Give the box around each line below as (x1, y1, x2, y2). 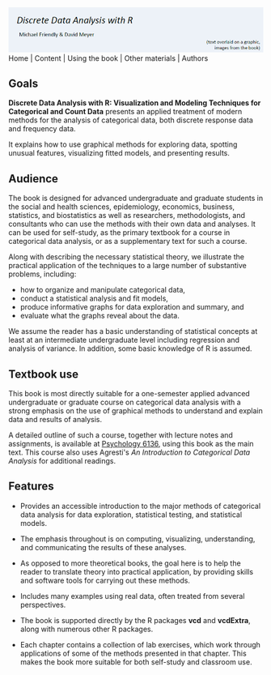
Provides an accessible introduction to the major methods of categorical (19, 501, 261, 511)
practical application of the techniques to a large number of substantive (8, 261, 247, 271)
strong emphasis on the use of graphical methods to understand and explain (8, 405, 263, 416)
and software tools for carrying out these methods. (19, 575, 190, 585)
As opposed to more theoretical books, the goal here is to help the (19, 558, 241, 568)
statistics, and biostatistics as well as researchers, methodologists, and (8, 211, 245, 220)
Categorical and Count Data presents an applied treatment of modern (8, 107, 243, 117)
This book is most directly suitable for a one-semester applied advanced (8, 388, 251, 398)
